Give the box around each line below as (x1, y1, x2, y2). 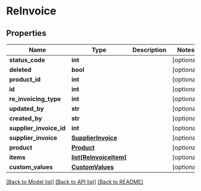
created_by (9, 114, 42, 122)
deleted (9, 66, 32, 74)
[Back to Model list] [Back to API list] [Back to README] (6, 178, 144, 185)
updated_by (9, 105, 44, 113)
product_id (9, 75, 41, 83)
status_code (9, 56, 45, 64)
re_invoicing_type (9, 95, 61, 103)
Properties (6, 28, 47, 38)
